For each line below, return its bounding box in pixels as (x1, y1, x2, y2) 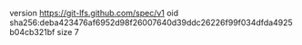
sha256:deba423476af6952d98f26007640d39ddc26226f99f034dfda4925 (9, 17, 293, 28)
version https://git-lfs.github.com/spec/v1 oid (9, 8, 179, 18)
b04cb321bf (9, 27, 55, 37)
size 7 (56, 27, 79, 37)
